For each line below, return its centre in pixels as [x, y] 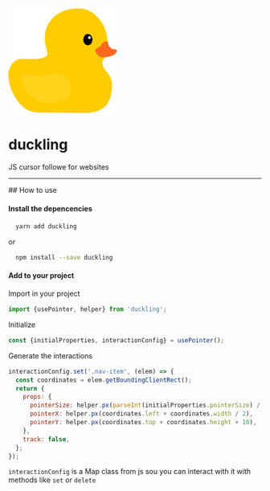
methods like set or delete [52, 480]
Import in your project [44, 294]
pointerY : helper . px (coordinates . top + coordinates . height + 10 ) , [143, 423]
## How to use [33, 190]
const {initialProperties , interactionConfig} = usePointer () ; [117, 340]
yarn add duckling [47, 227]
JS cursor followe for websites [59, 166]
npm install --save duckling [64, 258]
